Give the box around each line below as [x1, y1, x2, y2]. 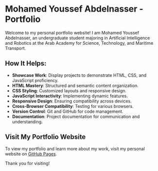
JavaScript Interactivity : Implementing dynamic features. [12, 93, 128, 99]
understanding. [12, 119, 43, 124]
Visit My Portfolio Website [5, 133, 86, 141]
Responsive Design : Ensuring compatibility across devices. [12, 98, 132, 104]
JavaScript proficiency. [12, 77, 59, 83]
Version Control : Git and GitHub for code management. [12, 108, 123, 114]
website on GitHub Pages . [5, 151, 57, 156]
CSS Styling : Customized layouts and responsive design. [12, 87, 127, 93]
